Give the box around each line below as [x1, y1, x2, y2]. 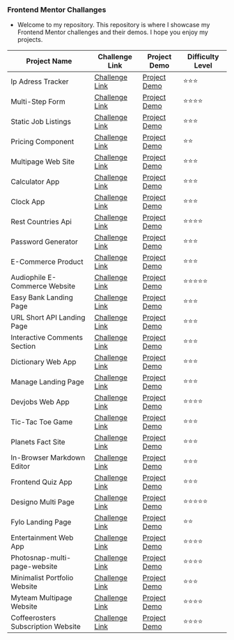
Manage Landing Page [10, 377, 85, 387]
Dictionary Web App [10, 357, 77, 367]
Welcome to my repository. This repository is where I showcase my [17, 21, 210, 29]
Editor [10, 462, 30, 471]
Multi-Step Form [10, 97, 65, 107]
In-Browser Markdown [10, 453, 86, 462]
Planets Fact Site [10, 437, 65, 447]
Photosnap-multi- [10, 553, 72, 563]
